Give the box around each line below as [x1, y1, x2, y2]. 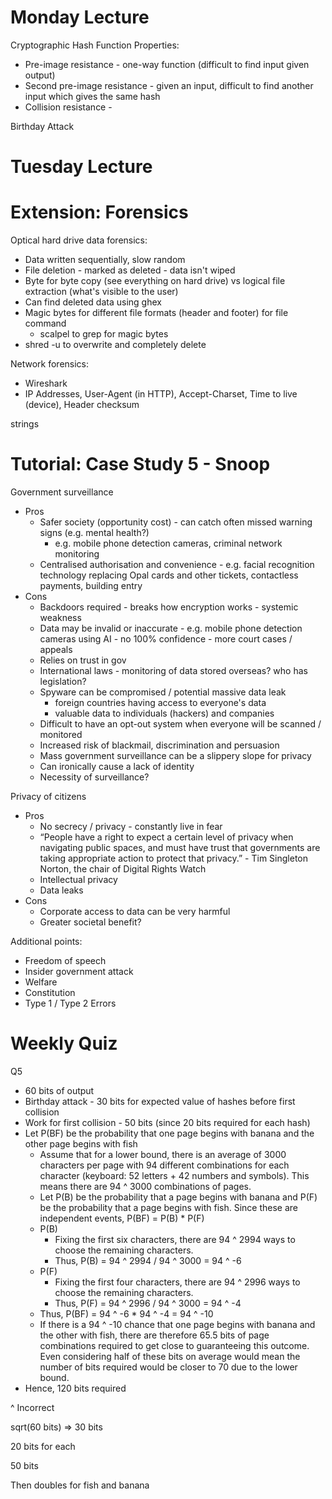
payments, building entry [39, 580, 143, 591]
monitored [39, 729, 83, 740]
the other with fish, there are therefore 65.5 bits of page [39, 1329, 270, 1341]
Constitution [24, 987, 76, 998]
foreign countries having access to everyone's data [54, 697, 267, 708]
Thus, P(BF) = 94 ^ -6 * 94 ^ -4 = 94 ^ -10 [39, 1307, 214, 1320]
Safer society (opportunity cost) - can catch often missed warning [39, 516, 313, 528]
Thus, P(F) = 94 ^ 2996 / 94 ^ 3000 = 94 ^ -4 [54, 1297, 242, 1309]
